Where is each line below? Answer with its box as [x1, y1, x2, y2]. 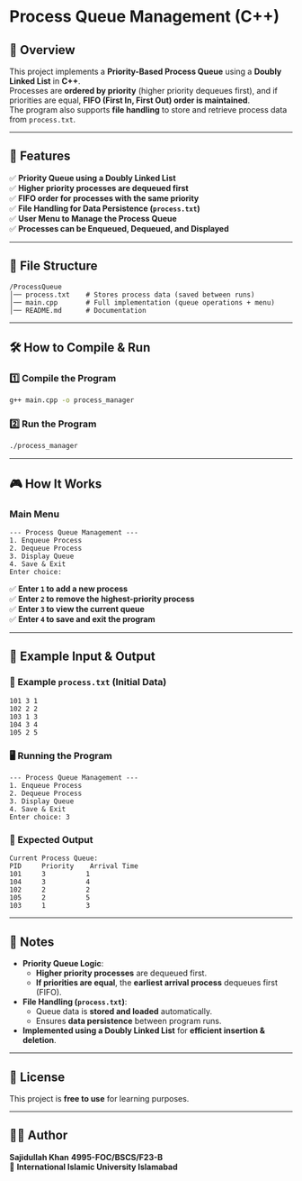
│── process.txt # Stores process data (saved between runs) [9, 290, 255, 299]
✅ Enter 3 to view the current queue [9, 604, 146, 615]
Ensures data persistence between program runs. [35, 1016, 222, 1027]
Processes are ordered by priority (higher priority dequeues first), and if [9, 86, 279, 96]
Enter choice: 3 [9, 813, 70, 822]
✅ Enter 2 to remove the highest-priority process [9, 593, 195, 605]
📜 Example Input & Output [9, 649, 155, 664]
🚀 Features [9, 149, 71, 164]
